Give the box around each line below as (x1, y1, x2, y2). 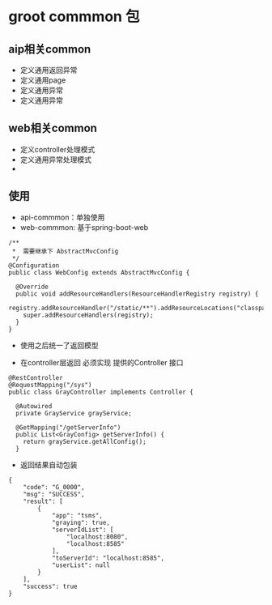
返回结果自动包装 (19, 459, 78, 470)
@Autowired (15, 402, 53, 410)
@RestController (8, 373, 63, 381)
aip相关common (8, 42, 91, 56)
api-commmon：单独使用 (19, 212, 105, 222)
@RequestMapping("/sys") (8, 381, 92, 389)
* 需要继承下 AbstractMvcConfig (11, 247, 119, 255)
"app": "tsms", (51, 511, 104, 519)
